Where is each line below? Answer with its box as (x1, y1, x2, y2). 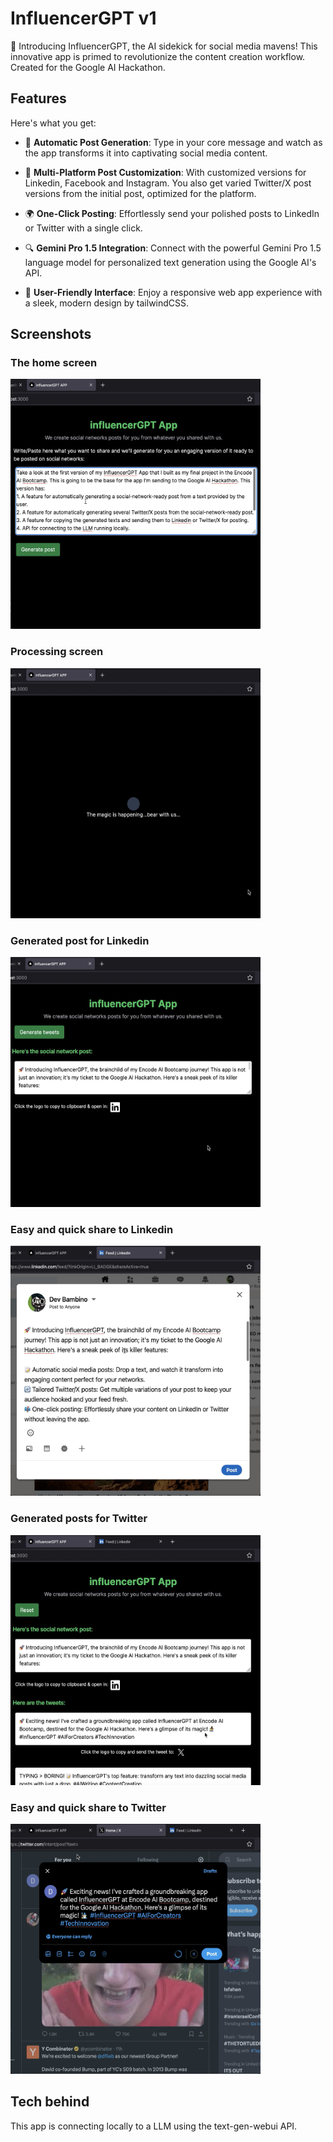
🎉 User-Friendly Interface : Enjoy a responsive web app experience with (24, 286, 323, 298)
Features (10, 90, 67, 107)
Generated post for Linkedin (10, 933, 150, 947)
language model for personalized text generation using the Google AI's (24, 256, 317, 268)
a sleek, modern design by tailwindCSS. (24, 297, 190, 309)
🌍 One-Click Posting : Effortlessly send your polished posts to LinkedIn (24, 207, 320, 219)
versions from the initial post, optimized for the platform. (24, 187, 257, 199)
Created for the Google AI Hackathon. (10, 61, 166, 73)
